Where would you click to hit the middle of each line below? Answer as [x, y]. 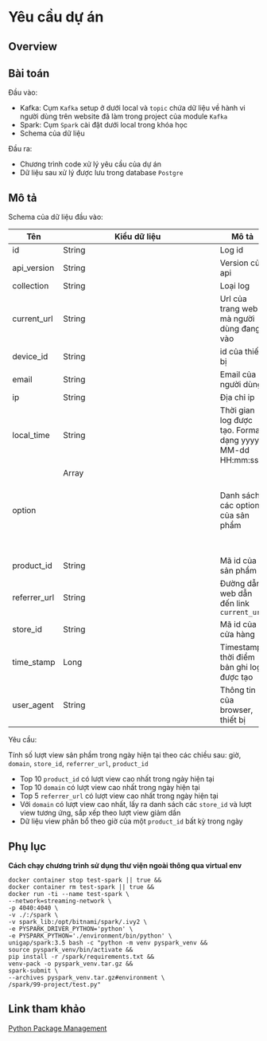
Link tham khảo [47, 1009]
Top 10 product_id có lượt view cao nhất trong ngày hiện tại [117, 779]
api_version [33, 268]
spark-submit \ [33, 971]
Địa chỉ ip [237, 397]
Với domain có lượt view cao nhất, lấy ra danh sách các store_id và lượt [135, 804]
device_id [30, 357]
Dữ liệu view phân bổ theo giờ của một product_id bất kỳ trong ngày [132, 821]
